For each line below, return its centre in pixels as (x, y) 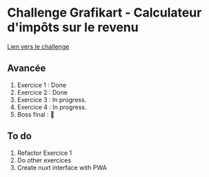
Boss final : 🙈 (36, 114)
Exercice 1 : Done (42, 85)
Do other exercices (44, 160)
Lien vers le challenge (38, 46)
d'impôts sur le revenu (73, 27)
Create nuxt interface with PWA (62, 167)
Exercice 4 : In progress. (52, 107)
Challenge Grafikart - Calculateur (104, 13)
